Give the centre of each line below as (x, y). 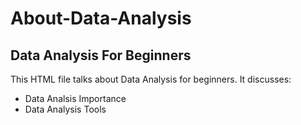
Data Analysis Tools (65, 109)
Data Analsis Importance (75, 98)
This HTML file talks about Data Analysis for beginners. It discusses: (151, 79)
